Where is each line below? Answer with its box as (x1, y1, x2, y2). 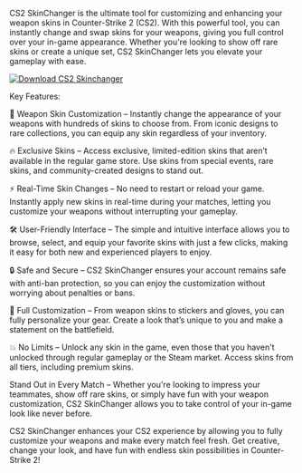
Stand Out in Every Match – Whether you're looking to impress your (9, 380, 260, 390)
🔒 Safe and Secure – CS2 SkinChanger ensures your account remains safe (9, 265, 287, 275)
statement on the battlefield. (9, 324, 115, 334)
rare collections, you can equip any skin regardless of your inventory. (9, 128, 267, 139)
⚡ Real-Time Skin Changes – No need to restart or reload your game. (9, 183, 265, 194)
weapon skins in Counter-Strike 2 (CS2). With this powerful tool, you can (9, 17, 280, 28)
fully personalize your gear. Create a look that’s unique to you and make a (9, 314, 283, 325)
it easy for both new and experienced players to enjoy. (9, 246, 212, 257)
